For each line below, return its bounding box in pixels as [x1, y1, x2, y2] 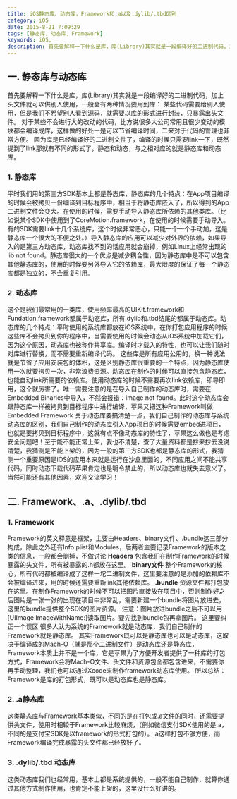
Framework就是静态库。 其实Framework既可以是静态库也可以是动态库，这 [7, 631, 223, 640]
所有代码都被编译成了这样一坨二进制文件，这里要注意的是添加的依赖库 [19, 569, 224, 578]
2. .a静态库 [7, 695, 44, 705]
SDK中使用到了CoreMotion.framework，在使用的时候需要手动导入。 [31, 216, 230, 224]
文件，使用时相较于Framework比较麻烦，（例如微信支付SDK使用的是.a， [19, 721, 228, 729]
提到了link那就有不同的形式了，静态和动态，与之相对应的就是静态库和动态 [7, 144, 221, 152]
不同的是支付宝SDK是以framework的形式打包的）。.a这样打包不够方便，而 [7, 729, 221, 738]
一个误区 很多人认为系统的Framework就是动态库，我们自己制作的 [13, 622, 202, 631]
